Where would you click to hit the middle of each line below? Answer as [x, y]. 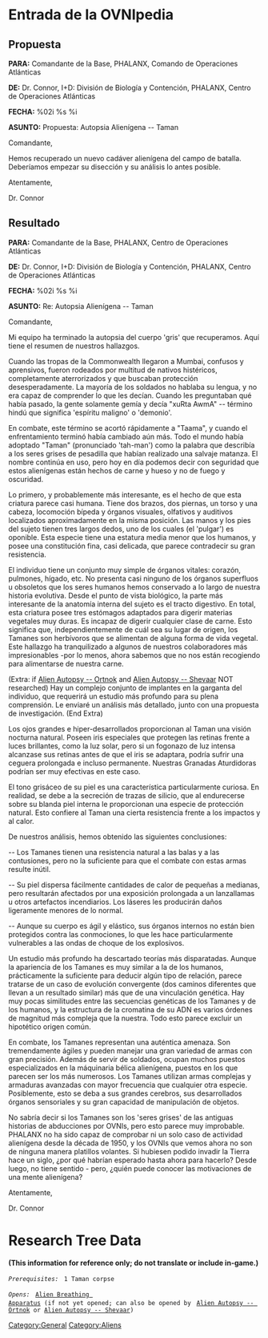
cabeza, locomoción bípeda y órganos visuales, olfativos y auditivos [121, 512]
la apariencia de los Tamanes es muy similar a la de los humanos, [116, 967]
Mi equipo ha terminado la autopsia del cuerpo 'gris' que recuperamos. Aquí [134, 337]
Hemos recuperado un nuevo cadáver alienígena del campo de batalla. [125, 158]
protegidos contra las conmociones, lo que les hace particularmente [121, 934]
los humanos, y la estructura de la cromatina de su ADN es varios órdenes [131, 1009]
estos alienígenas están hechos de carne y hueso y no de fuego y [117, 470]
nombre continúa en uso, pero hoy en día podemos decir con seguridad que [134, 462]
